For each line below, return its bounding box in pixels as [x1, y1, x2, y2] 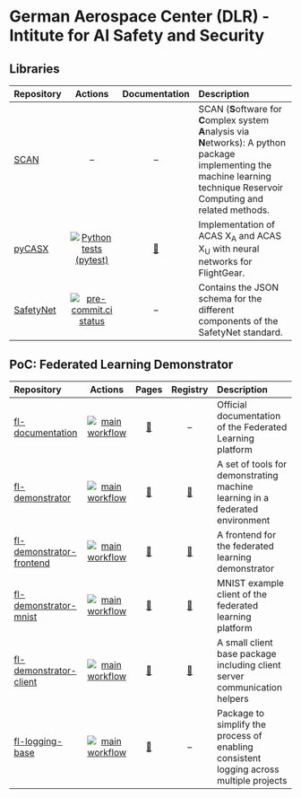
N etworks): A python [198, 136, 287, 149]
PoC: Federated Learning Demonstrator [9, 356, 234, 372]
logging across [216, 763, 279, 776]
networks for [198, 256, 253, 268]
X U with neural [198, 242, 260, 257]
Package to [216, 707, 265, 720]
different [198, 303, 235, 316]
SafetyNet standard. [198, 326, 284, 338]
